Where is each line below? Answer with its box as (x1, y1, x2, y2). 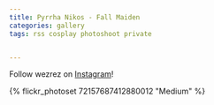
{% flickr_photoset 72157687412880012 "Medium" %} (9, 86, 206, 97)
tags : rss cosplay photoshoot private (9, 29, 152, 38)
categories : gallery (9, 21, 86, 30)
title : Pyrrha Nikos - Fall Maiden (9, 12, 141, 22)
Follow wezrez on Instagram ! (9, 69, 114, 79)
